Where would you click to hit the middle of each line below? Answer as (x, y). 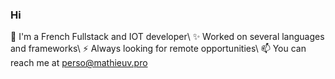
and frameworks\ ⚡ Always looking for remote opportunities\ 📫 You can (158, 49)
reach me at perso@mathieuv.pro (79, 63)
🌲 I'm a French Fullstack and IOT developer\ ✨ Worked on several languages (167, 37)
